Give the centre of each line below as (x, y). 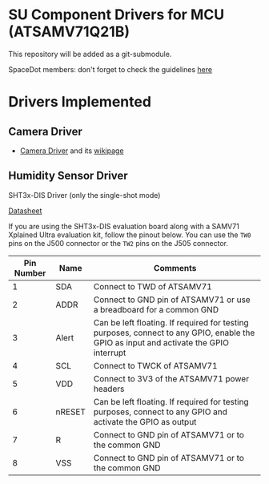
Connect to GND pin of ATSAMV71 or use (172, 300)
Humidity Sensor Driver (68, 176)
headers (109, 389)
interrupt (110, 353)
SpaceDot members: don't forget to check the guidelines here (110, 69)
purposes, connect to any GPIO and (161, 412)
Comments (175, 268)
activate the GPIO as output (145, 421)
